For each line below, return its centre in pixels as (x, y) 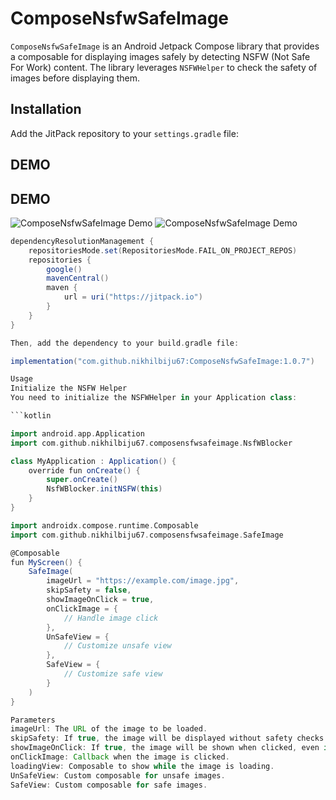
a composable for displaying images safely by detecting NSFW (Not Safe (160, 56)
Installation (46, 109)
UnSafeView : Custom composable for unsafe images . (118, 775)
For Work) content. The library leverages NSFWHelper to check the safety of (164, 67)
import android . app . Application (77, 433)
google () (64, 269)
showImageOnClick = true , (100, 600)
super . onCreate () (82, 480)
